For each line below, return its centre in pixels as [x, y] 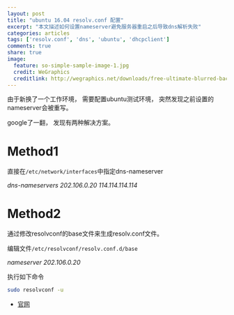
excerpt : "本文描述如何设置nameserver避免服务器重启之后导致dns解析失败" [104, 26]
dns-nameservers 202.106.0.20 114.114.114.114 [72, 185]
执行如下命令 [25, 277]
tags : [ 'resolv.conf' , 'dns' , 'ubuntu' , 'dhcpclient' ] [88, 40]
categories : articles [39, 33]
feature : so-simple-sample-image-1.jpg [71, 66]
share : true [24, 53]
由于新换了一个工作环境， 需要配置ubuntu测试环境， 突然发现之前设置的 [111, 99]
